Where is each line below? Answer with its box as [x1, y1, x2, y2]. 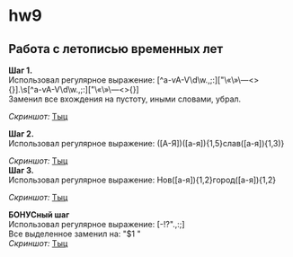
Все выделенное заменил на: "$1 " [8, 228, 141, 239]
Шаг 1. [8, 65, 33, 75]
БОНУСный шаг [8, 209, 70, 220]
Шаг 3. [8, 165, 35, 175]
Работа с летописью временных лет [8, 41, 224, 57]
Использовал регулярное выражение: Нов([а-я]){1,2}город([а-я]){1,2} [8, 174, 277, 185]
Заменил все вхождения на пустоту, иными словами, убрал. [8, 93, 242, 104]
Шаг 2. [8, 128, 35, 139]
